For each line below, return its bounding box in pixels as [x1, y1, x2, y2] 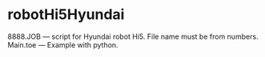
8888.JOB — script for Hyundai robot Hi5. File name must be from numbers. [7, 32, 259, 41]
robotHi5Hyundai [7, 6, 125, 24]
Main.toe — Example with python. [7, 40, 118, 49]
